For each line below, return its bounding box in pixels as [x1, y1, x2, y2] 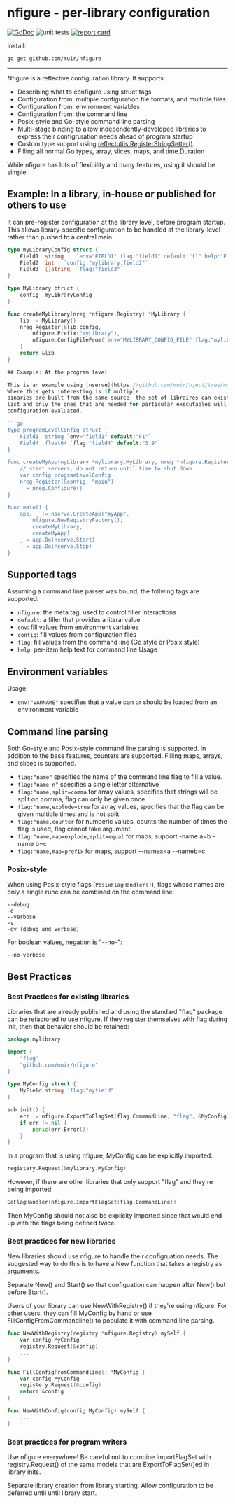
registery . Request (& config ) [20, 1382, 101, 1389]
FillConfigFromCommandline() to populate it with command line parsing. [7, 1316, 215, 1325]
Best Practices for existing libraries [7, 992, 129, 1002]
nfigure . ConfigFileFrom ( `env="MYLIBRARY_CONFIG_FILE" [32, 337, 192, 344]
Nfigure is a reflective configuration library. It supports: [7, 73, 166, 82]
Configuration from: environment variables [17, 102, 140, 111]
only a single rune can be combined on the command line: [7, 887, 175, 897]
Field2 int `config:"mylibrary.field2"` [20, 259, 149, 267]
